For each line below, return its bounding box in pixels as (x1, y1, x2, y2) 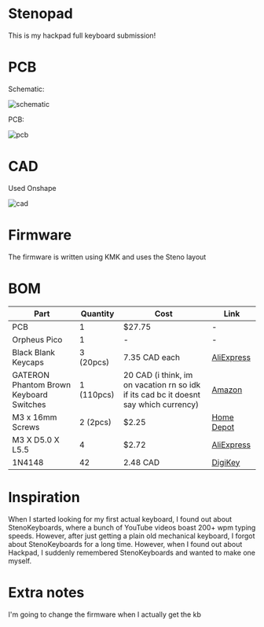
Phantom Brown (12, 379, 71, 390)
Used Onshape (8, 183, 57, 192)
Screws (12, 421, 40, 432)
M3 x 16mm (12, 412, 57, 423)
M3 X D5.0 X (12, 434, 60, 445)
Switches (12, 398, 46, 409)
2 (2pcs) (79, 416, 112, 427)
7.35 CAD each (123, 351, 181, 362)
